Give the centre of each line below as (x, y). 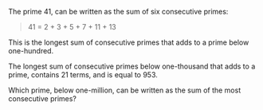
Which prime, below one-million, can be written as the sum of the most (125, 90)
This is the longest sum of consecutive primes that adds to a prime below (129, 42)
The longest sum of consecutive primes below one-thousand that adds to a (132, 66)
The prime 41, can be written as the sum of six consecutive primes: (118, 12)
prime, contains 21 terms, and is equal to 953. (83, 75)
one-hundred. (31, 51)
